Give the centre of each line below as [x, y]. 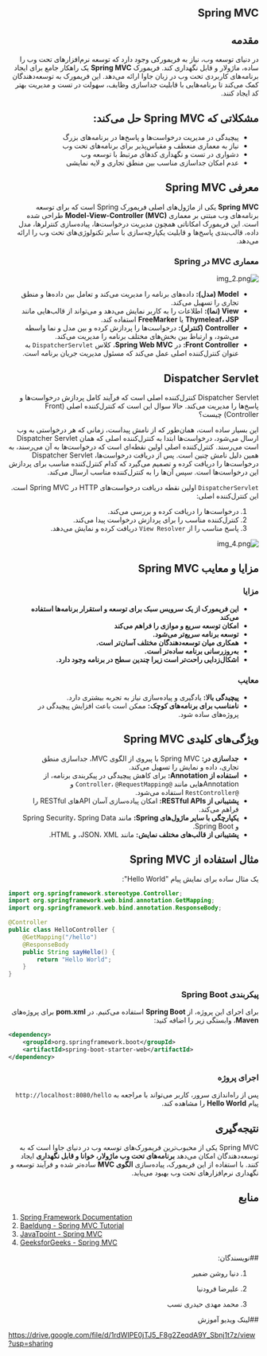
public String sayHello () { [69, 952]
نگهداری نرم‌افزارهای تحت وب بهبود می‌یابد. [195, 1173]
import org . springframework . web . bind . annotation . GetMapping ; [112, 901]
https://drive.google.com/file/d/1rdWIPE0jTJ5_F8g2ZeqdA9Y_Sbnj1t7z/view [132, 1335]
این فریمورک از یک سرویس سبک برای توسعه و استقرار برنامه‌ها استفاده [135, 609]
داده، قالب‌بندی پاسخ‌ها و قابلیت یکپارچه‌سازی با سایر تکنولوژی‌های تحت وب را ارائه [138, 232]
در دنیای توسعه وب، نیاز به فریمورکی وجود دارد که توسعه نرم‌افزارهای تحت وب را [139, 60]
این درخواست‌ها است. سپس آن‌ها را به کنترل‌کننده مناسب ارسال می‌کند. [153, 472]
